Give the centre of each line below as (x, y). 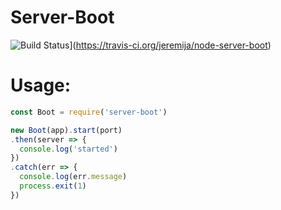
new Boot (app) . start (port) (66, 130)
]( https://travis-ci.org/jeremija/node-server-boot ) (170, 45)
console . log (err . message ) (73, 177)
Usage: (41, 85)
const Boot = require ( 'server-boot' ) (89, 112)
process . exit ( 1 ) (53, 186)
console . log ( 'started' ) (68, 149)
